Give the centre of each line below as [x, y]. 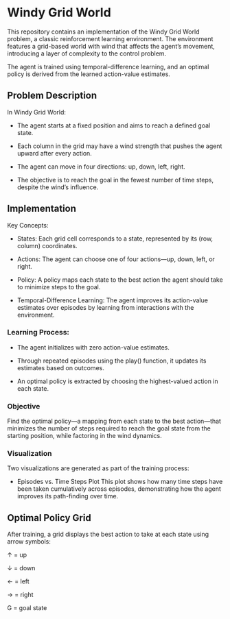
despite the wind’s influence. [58, 187]
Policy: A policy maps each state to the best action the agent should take [120, 280]
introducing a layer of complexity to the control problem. [87, 53]
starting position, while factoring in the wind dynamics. [85, 436]
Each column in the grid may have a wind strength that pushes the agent [119, 146]
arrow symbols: [29, 542]
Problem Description [52, 96]
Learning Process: [38, 332]
